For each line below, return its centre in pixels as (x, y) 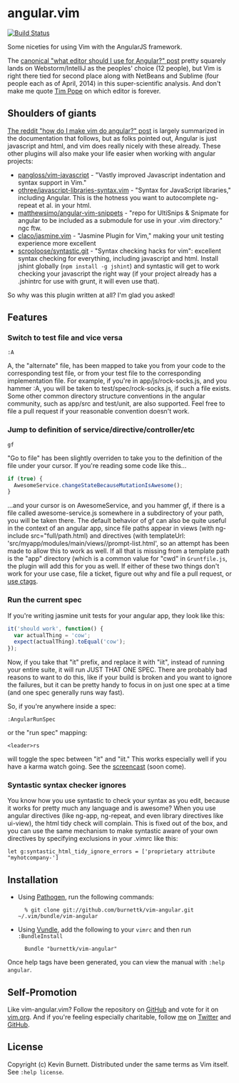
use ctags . (23, 582)
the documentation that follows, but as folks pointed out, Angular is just (112, 138)
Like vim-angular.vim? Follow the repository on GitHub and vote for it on (113, 1009)
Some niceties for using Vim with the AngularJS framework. (95, 46)
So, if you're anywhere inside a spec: (62, 707)
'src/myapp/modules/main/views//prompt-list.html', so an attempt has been (118, 544)
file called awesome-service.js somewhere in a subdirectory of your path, (116, 513)
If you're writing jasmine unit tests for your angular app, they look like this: (116, 615)
